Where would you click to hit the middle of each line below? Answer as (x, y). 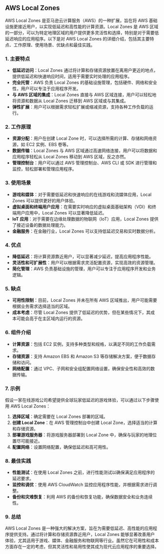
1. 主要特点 (18, 59)
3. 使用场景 (18, 183)
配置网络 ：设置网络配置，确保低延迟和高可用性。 (61, 447)
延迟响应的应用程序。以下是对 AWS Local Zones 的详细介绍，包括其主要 (78, 39)
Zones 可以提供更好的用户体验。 (45, 200)
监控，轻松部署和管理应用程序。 (44, 169)
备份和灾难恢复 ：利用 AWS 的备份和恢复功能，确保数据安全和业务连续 (82, 497)
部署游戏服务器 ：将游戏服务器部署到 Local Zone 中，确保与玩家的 (78, 435)
